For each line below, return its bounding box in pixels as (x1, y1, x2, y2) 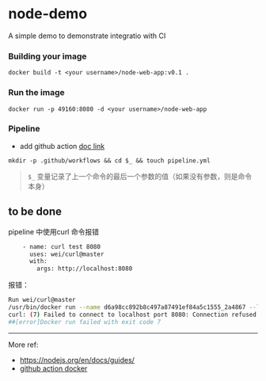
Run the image (8, 87, 65, 98)
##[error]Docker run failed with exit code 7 (8, 318, 161, 326)
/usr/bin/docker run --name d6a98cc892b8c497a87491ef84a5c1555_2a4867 (8, 303, 246, 311)
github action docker (19, 364, 88, 373)
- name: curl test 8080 (22, 242, 101, 250)
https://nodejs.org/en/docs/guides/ (19, 355, 135, 364)
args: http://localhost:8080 (36, 265, 133, 273)
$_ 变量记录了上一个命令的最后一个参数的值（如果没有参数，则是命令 (27, 171, 253, 181)
